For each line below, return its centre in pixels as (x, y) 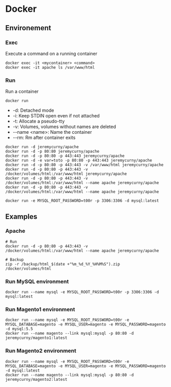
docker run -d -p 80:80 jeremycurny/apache (52, 152)
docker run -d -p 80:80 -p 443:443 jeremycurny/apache (65, 156)
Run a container (22, 91)
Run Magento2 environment (41, 351)
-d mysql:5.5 (19, 329)
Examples (21, 217)
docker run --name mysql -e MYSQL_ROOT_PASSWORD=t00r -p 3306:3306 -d (82, 292)
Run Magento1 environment (40, 310)
